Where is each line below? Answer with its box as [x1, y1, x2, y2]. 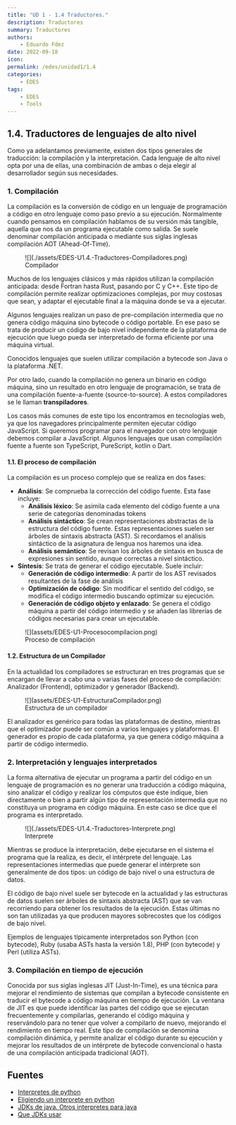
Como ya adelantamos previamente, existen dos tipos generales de [7, 146, 203, 154]
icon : [7, 56, 23, 63]
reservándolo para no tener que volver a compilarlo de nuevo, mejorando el [7, 1019, 227, 1027]
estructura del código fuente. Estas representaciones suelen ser [27, 524, 215, 533]
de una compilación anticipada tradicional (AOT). [7, 1049, 149, 1057]
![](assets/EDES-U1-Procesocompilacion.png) [25, 628, 158, 637]
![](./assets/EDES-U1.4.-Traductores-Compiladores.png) [25, 254, 188, 262]
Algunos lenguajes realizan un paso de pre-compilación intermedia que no [7, 311, 224, 319]
